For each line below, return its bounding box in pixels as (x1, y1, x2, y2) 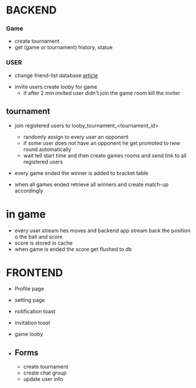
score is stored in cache (14, 239, 73, 246)
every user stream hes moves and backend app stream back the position (14, 226, 191, 234)
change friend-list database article (14, 71, 98, 79)
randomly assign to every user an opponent (23, 133, 129, 140)
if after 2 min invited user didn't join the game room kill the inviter (23, 89, 180, 97)
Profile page (14, 285, 44, 293)
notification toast (14, 308, 56, 315)
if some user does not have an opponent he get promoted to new (23, 139, 180, 146)
